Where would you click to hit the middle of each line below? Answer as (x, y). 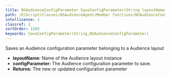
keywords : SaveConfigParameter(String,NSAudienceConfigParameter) (77, 34)
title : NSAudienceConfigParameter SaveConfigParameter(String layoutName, (86, 10)
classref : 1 (18, 24)
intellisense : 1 (22, 19)
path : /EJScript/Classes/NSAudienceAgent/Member (58, 15)
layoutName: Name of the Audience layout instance (67, 58)
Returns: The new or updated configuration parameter (70, 69)
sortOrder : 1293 (22, 29)
